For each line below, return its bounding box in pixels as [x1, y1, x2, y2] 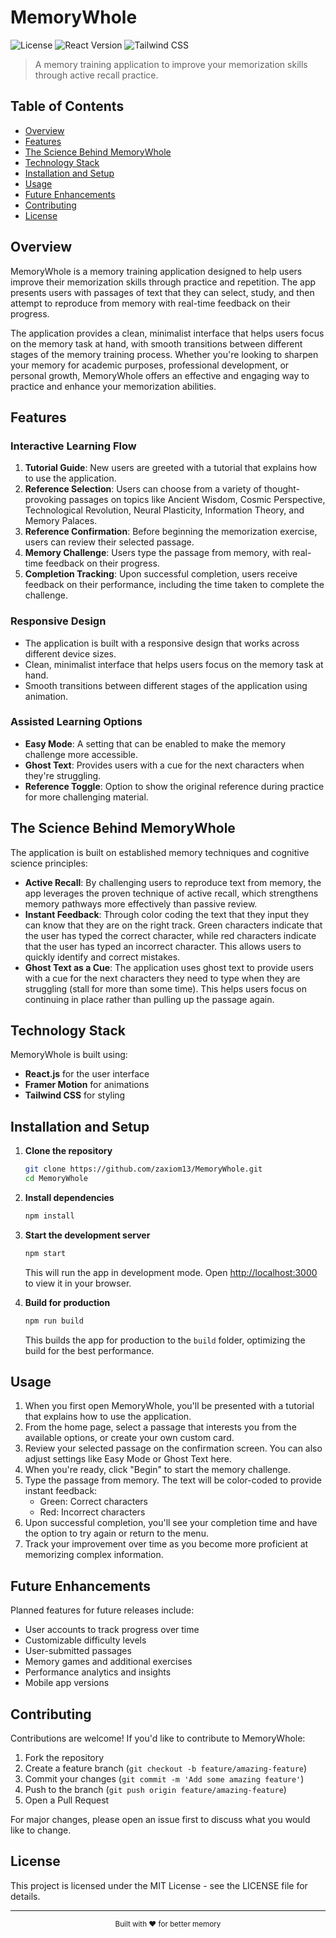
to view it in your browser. [24, 1277, 132, 1289]
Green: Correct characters [39, 1496, 149, 1508]
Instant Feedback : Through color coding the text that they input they [24, 908, 309, 920]
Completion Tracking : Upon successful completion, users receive [24, 568, 298, 580]
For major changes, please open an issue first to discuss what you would [10, 1814, 311, 1826]
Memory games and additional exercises [24, 1656, 193, 1668]
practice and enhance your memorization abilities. [10, 380, 217, 392]
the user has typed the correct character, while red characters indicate [24, 929, 317, 941]
